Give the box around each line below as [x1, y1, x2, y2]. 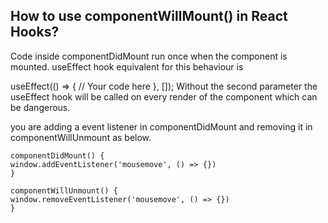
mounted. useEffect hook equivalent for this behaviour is [10, 60, 244, 73]
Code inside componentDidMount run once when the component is [10, 50, 288, 62]
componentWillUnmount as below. [10, 131, 152, 143]
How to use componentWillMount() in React [10, 8, 288, 25]
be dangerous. [10, 101, 71, 113]
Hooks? [10, 24, 60, 41]
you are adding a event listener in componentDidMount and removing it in [10, 120, 313, 133]
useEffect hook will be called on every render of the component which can [10, 90, 318, 103]
